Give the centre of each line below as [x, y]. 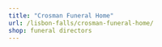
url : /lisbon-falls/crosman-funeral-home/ [81, 23]
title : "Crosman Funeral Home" [61, 16]
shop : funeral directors [50, 30]
